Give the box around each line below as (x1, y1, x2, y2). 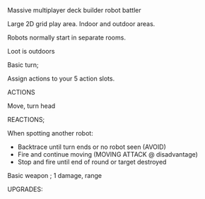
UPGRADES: (7, 185, 44, 193)
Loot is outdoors (7, 47, 55, 55)
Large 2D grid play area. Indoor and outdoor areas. (7, 20, 156, 28)
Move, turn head (7, 102, 56, 110)
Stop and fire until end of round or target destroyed (17, 158, 167, 166)
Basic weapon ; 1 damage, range (7, 171, 102, 179)
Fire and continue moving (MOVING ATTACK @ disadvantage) (17, 150, 198, 158)
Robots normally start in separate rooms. (7, 33, 126, 42)
